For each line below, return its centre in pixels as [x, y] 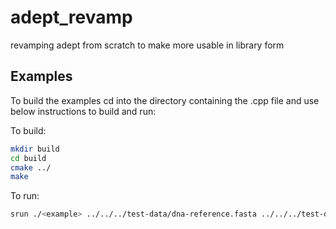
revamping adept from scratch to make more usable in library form [147, 45]
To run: [25, 196]
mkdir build [35, 149]
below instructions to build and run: [83, 111]
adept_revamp [71, 17]
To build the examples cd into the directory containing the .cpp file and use [165, 100]
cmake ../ [31, 167]
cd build [28, 158]
